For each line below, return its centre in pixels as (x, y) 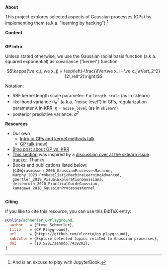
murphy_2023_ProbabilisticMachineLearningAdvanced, (67, 175)
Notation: (15, 86)
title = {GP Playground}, (40, 230)
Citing (12, 202)
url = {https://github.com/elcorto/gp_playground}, (70, 234)
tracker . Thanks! (29, 160)
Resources (17, 124)
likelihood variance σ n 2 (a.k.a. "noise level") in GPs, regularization (80, 102)
